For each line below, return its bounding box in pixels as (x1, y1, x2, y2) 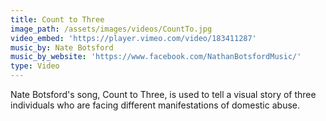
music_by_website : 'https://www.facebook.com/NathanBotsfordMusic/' (10, 52, 302, 62)
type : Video (10, 61, 60, 71)
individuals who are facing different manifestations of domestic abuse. (10, 99, 300, 111)
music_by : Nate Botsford (10, 42, 114, 53)
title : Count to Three (10, 14, 105, 25)
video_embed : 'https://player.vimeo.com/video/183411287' (10, 33, 257, 43)
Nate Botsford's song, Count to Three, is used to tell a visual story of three (10, 89, 317, 100)
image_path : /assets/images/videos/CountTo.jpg (10, 24, 213, 34)
